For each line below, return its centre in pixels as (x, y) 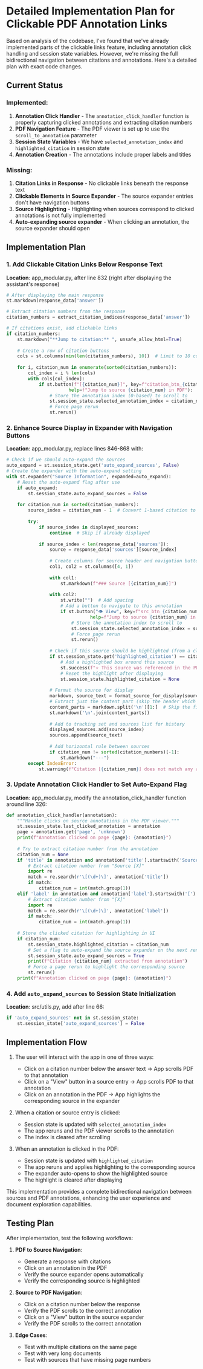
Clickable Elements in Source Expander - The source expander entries (104, 196)
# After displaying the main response (55, 295)
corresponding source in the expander (72, 1101)
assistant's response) (33, 284)
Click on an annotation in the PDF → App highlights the (92, 1094)
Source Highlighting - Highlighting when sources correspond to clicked (105, 209)
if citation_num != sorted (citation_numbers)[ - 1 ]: (114, 752)
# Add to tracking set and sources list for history (117, 724)
